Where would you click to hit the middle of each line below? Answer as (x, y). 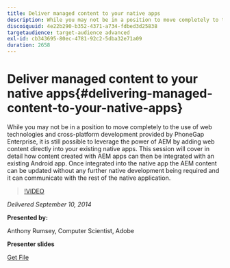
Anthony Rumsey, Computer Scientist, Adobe (71, 230)
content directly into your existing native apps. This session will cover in (108, 148)
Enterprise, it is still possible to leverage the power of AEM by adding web (111, 142)
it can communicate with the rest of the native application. (89, 178)
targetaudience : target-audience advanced (68, 32)
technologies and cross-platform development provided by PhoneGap (106, 134)
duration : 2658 (29, 45)
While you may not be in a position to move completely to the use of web (110, 126)
